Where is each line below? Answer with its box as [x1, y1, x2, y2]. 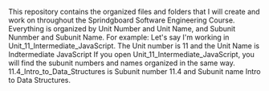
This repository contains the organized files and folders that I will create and [8, 7, 260, 16]
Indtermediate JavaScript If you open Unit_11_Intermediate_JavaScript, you [8, 50, 255, 59]
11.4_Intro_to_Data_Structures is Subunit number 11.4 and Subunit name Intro [8, 67, 261, 76]
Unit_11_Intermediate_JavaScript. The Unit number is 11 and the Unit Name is [8, 41, 259, 51]
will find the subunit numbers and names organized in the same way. [8, 58, 235, 68]
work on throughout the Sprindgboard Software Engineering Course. [8, 15, 235, 25]
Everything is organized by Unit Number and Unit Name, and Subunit [8, 24, 236, 33]
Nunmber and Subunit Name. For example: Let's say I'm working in [8, 32, 230, 42]
